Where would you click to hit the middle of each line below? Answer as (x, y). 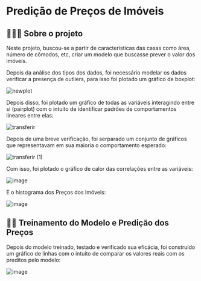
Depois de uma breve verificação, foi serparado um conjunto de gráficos (97, 139)
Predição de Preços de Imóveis (85, 11)
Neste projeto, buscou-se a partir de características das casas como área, (99, 48)
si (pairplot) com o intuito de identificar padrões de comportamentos (91, 109)
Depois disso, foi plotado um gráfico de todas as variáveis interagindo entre (101, 102)
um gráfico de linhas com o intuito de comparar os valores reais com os (96, 253)
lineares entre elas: (30, 115)
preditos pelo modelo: (33, 260)
